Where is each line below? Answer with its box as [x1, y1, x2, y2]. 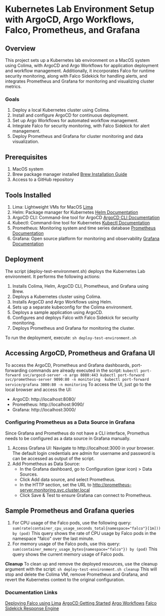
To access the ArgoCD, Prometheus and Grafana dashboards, [5, 362, 131, 368]
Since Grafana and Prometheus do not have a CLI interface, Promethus [5, 430, 150, 436]
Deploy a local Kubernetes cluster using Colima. [12, 107, 110, 113]
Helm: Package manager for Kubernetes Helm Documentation [12, 209, 138, 215]
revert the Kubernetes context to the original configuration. [5, 576, 125, 582]
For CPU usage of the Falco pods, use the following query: [12, 520, 132, 526]
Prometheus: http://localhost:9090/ [12, 401, 84, 407]
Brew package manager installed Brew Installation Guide [12, 172, 127, 177]
